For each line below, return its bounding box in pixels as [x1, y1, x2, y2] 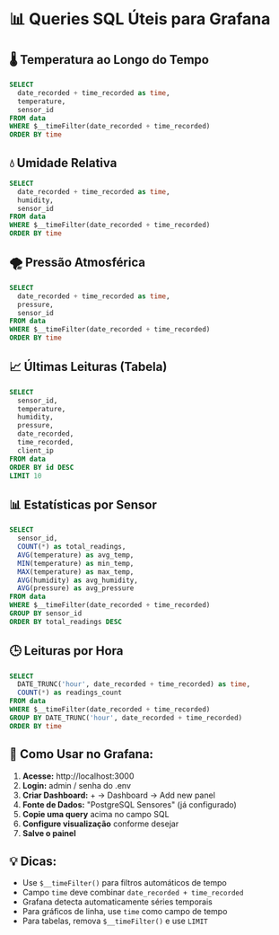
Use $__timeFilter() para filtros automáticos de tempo [22, 878, 227, 888]
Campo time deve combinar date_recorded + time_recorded [22, 887, 244, 898]
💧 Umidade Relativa [9, 155, 118, 171]
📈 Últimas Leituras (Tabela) [9, 359, 168, 375]
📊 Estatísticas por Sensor [9, 497, 157, 512]
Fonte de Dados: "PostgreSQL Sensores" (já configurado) [22, 798, 238, 810]
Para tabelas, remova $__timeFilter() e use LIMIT [22, 915, 208, 927]
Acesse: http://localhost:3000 [22, 771, 135, 781]
